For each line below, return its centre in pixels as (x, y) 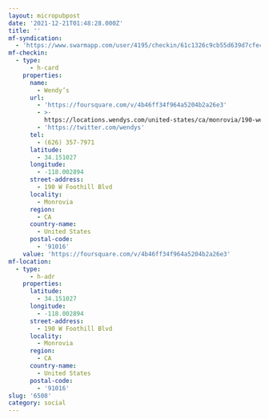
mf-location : (30, 261)
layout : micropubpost (44, 16)
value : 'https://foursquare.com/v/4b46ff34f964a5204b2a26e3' (126, 254)
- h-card (44, 68)
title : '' (25, 30)
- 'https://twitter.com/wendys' (91, 127)
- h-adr (42, 276)
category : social (37, 403)
